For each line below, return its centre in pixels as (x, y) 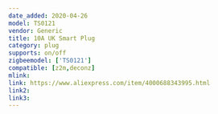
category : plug (34, 46)
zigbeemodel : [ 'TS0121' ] (50, 61)
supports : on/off (37, 53)
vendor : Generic (35, 31)
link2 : (19, 90)
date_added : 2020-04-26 (48, 16)
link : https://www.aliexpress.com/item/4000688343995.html (109, 83)
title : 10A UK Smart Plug (51, 38)
